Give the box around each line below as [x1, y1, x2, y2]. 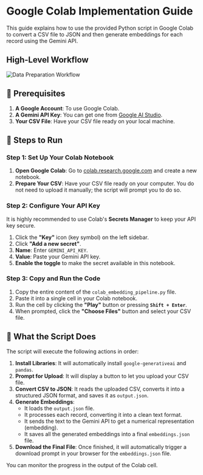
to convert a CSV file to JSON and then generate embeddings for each [6, 30, 184, 38]
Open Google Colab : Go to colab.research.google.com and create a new [15, 167, 198, 174]
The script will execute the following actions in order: [6, 348, 139, 355]
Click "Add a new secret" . [15, 240, 81, 247]
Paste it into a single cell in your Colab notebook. [15, 294, 138, 302]
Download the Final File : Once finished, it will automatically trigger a [15, 443, 187, 450]
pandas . [15, 366, 33, 373]
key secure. [6, 221, 36, 229]
